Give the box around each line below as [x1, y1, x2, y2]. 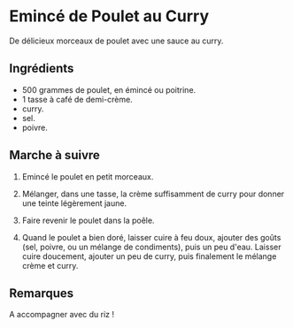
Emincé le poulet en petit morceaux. [21, 171, 154, 182]
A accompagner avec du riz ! [9, 309, 115, 320]
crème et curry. [21, 260, 79, 271]
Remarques [9, 286, 74, 301]
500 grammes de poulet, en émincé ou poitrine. [21, 84, 197, 95]
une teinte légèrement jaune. [21, 197, 127, 209]
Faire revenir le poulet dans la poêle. [21, 215, 155, 225]
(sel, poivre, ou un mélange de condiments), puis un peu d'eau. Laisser [21, 241, 281, 252]
